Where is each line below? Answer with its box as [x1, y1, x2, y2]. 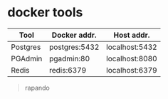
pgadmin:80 [48, 53, 90, 63]
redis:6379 [48, 65, 87, 75]
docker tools [7, 4, 83, 21]
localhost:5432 [106, 42, 158, 52]
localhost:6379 [106, 65, 158, 75]
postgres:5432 [48, 42, 100, 52]
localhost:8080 [106, 53, 158, 63]
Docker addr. [51, 30, 98, 40]
